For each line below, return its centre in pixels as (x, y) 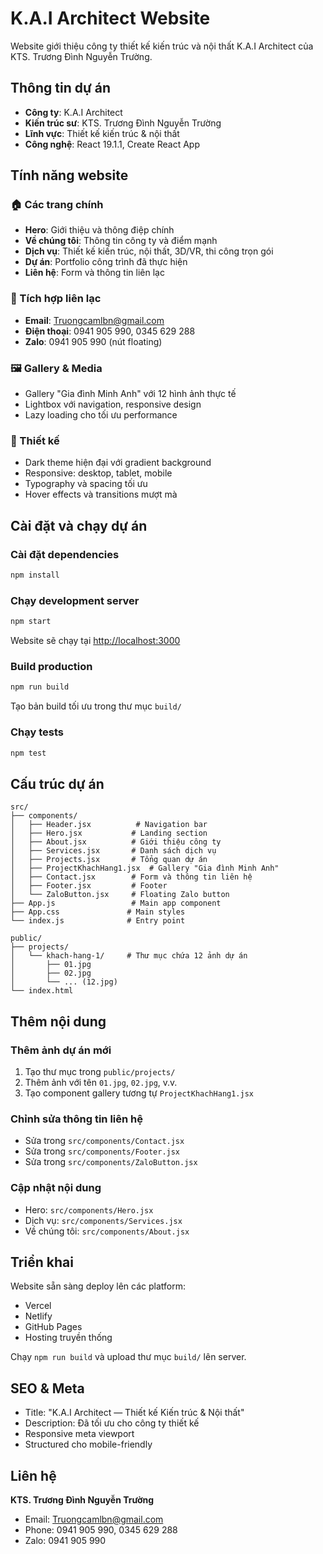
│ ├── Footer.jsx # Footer (89, 886)
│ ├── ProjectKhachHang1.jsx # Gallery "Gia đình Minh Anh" (145, 868)
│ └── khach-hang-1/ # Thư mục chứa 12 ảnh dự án (129, 956)
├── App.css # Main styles (98, 912)
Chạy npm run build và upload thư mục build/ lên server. (128, 1357)
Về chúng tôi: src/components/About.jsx (107, 1231)
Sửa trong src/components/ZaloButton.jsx (111, 1162)
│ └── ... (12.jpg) (64, 982)
